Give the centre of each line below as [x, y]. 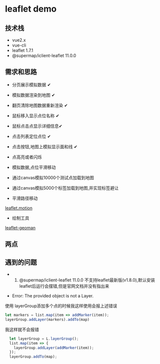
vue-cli [19, 45]
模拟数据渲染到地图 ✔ [34, 95]
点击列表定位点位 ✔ [31, 136]
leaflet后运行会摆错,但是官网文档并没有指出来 [64, 286]
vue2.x [19, 40]
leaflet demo [31, 9]
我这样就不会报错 [22, 329]
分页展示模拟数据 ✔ [31, 85]
